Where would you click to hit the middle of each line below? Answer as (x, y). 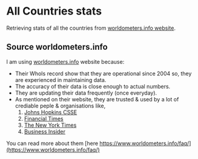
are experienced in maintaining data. (61, 79)
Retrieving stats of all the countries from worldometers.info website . (91, 28)
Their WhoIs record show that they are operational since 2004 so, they (103, 73)
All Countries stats (54, 11)
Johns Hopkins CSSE (51, 112)
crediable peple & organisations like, (60, 106)
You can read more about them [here (52, 143)
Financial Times (44, 118)
